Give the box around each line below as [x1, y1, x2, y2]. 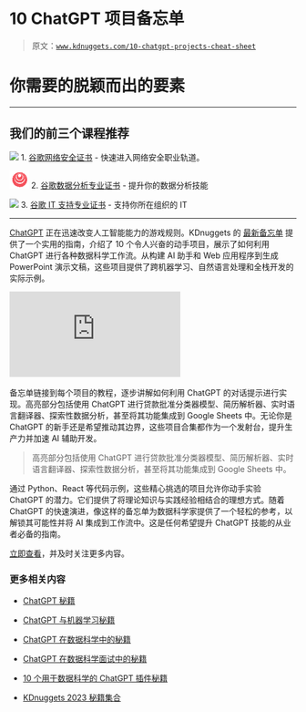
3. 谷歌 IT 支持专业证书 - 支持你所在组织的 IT [20, 199, 188, 210]
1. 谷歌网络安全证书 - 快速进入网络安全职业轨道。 [20, 151, 205, 162]
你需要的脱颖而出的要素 [9, 76, 186, 97]
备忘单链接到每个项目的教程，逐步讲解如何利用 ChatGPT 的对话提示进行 [9, 387, 280, 397]
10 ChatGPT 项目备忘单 [9, 8, 185, 29]
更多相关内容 [9, 573, 66, 585]
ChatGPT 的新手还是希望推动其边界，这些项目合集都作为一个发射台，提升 [9, 421, 285, 432]
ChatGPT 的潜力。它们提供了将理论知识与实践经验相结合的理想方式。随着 [9, 494, 285, 505]
